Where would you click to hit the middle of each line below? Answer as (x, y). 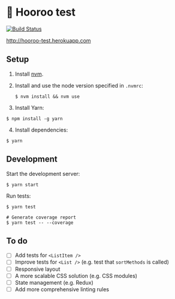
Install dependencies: (41, 130)
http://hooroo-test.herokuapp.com (49, 40)
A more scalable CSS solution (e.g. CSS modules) (76, 276)
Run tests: (19, 196)
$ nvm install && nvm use (47, 96)
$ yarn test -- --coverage (40, 222)
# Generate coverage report (41, 217)
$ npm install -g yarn (34, 119)
